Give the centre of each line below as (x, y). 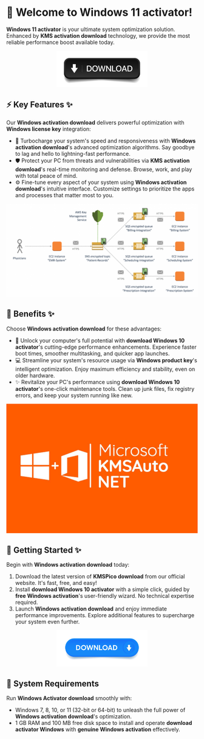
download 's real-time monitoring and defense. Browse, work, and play (104, 169)
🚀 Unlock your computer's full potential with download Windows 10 (100, 340)
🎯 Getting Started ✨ (44, 550)
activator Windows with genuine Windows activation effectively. (97, 729)
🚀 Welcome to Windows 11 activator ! (100, 12)
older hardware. (35, 375)
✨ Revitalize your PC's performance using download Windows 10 (97, 382)
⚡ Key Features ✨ (39, 105)
